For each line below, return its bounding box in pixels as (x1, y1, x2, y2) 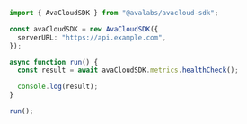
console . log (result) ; (17, 82, 99, 92)
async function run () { (9, 58, 99, 66)
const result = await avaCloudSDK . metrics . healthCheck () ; (17, 66, 240, 75)
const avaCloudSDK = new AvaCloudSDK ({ (9, 24, 159, 33)
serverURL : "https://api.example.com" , (17, 32, 167, 42)
